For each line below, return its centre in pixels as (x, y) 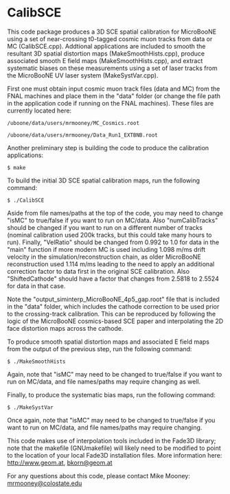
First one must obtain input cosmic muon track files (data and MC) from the (114, 89)
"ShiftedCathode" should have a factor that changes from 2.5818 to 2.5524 (113, 279)
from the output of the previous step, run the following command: (100, 349)
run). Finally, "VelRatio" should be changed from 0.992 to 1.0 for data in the (113, 242)
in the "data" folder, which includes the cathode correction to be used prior (113, 306)
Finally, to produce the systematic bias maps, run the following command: (112, 395)
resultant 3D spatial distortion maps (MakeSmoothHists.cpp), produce (106, 54)
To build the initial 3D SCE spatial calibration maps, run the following (104, 180)
